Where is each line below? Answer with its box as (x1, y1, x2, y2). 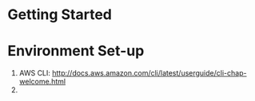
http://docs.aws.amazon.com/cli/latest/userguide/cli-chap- (52, 68, 247, 78)
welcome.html (18, 77, 66, 87)
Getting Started (7, 6, 113, 24)
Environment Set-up (7, 42, 145, 60)
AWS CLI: (18, 68, 51, 78)
